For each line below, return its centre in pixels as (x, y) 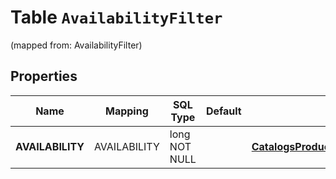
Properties (44, 76)
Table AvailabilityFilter (116, 17)
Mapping (126, 111)
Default (223, 111)
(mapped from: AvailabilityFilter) (76, 45)
